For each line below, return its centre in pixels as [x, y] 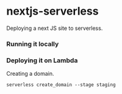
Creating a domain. [30, 74]
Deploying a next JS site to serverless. [55, 28]
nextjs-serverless [52, 11]
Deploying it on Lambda [42, 60]
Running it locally [33, 44]
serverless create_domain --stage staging [61, 85]
